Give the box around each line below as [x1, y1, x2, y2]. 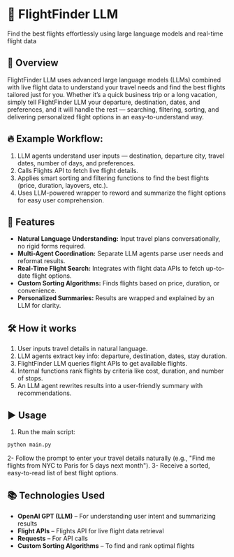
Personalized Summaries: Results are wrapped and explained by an [17, 294, 214, 302]
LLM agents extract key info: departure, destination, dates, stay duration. [17, 352, 227, 360]
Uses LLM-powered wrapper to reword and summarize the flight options [17, 188, 226, 197]
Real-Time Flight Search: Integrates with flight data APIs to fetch [17, 265, 205, 273]
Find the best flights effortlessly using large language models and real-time [7, 29, 224, 38]
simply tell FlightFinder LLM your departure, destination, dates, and [7, 98, 200, 106]
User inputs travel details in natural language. [17, 345, 148, 353]
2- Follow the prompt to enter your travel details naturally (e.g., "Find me [7, 454, 215, 462]
